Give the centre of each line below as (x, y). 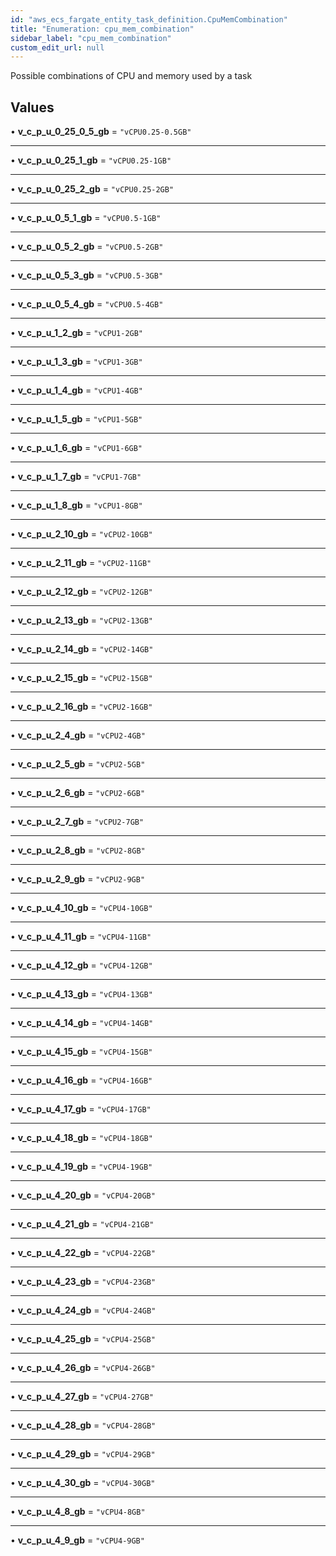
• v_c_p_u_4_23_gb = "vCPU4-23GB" (83, 1282)
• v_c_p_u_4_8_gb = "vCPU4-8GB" (78, 1512)
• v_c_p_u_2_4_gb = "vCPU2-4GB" (78, 735)
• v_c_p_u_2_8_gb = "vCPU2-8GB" (78, 850)
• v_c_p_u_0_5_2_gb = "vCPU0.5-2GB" (87, 247)
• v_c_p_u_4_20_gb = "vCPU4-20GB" (83, 1195)
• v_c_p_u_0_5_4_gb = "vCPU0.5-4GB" (87, 304)
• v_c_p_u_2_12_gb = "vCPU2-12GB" (81, 592)
